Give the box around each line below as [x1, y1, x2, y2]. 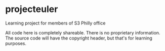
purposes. [5, 40, 27, 46]
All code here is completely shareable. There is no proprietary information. [5, 29, 160, 35]
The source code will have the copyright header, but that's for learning [5, 35, 153, 41]
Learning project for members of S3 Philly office [5, 20, 106, 26]
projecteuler [5, 3, 58, 15]
